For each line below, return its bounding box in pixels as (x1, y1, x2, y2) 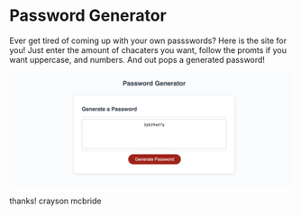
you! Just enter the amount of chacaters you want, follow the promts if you (9, 44, 287, 55)
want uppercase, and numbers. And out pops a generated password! (9, 54, 266, 65)
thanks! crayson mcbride (9, 195, 102, 206)
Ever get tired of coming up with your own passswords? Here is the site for (9, 35, 287, 46)
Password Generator (9, 5, 167, 26)
